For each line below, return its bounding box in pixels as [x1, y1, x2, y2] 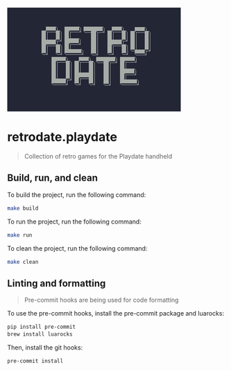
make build [7, 205, 39, 212]
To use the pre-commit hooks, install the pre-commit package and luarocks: [7, 309, 224, 318]
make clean [7, 258, 39, 265]
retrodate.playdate [7, 129, 118, 145]
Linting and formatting [7, 278, 106, 289]
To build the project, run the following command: [7, 190, 146, 199]
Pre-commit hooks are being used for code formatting [24, 296, 179, 305]
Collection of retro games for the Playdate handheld [24, 152, 173, 160]
